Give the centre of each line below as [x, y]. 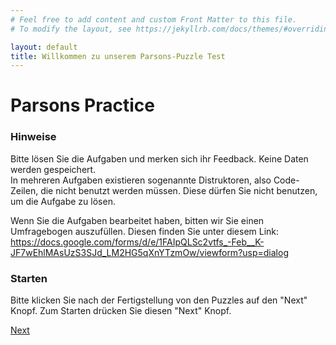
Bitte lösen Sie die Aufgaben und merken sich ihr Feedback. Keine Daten [159, 158]
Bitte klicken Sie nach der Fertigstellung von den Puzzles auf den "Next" [159, 300]
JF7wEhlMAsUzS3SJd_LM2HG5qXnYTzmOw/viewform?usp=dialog [149, 252]
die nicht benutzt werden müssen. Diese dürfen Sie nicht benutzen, [179, 190]
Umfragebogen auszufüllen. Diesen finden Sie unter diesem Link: [145, 231]
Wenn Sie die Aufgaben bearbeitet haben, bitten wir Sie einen [137, 220]
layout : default [44, 47]
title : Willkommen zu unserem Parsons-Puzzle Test [118, 56]
